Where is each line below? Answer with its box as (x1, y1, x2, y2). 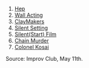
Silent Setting (14, 24, 48, 31)
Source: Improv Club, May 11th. (5, 55, 83, 62)
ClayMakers (14, 18, 45, 25)
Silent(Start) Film (14, 31, 57, 38)
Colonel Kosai (14, 43, 49, 51)
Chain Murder (14, 37, 49, 44)
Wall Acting (14, 11, 43, 19)
